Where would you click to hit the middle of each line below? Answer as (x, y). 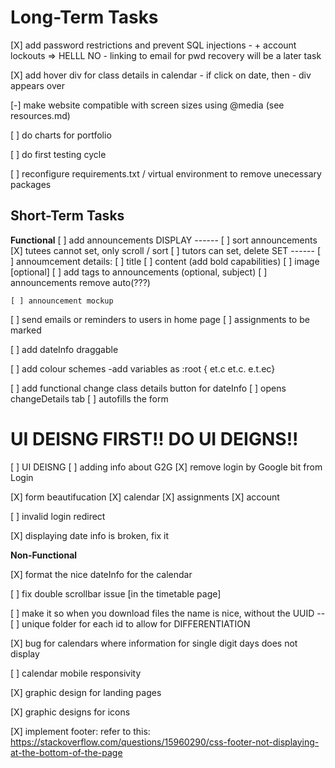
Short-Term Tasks (67, 216)
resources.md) (40, 115)
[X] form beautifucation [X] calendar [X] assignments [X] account (145, 497)
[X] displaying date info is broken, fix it (90, 535)
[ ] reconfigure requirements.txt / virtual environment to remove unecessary (166, 173)
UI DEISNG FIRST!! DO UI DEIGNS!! (154, 438)
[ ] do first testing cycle (58, 154)
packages (31, 184)
